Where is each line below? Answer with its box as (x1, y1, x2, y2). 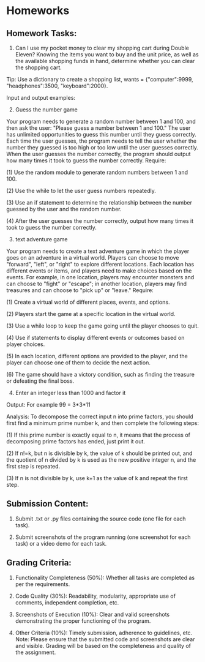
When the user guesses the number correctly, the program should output (6, 151, 191, 157)
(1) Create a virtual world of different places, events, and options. (6, 298, 170, 306)
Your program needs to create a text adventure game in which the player (6, 247, 190, 255)
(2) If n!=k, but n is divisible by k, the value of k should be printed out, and (6, 449, 193, 457)
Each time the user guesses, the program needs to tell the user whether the (6, 137, 197, 145)
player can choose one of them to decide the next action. (6, 359, 151, 366)
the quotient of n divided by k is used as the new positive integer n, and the (6, 456, 196, 463)
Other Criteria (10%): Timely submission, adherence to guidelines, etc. (15, 629, 193, 636)
